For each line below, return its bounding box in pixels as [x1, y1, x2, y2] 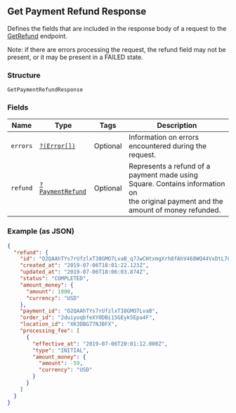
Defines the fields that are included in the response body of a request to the [7, 24, 227, 32]
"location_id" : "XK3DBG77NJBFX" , [20, 321, 118, 328]
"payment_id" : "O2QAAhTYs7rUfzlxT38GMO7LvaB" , [20, 308, 159, 315]
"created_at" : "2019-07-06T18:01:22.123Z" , [20, 262, 150, 269]
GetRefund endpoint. [7, 32, 68, 40]
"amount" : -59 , [38, 360, 83, 367]
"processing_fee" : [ [20, 327, 80, 334]
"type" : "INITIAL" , [32, 347, 90, 354]
